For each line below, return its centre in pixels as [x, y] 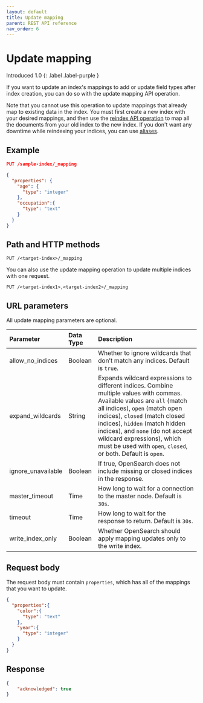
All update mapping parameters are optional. [62, 320]
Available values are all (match [142, 401]
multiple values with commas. [140, 393]
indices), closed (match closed [141, 416]
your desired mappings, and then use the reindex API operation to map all [98, 118]
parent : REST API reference [42, 23]
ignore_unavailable [36, 471]
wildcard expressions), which [139, 438]
